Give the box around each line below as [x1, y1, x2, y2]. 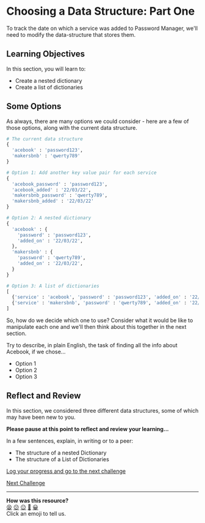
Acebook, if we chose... [6, 348, 66, 356]
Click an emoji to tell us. [6, 510, 67, 517]
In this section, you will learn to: [6, 65, 86, 72]
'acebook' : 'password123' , [12, 147, 84, 154]
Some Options [6, 101, 62, 111]
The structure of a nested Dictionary [15, 449, 107, 456]
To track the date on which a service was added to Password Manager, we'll [6, 24, 198, 32]
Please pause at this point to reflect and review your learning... [6, 425, 169, 432]
